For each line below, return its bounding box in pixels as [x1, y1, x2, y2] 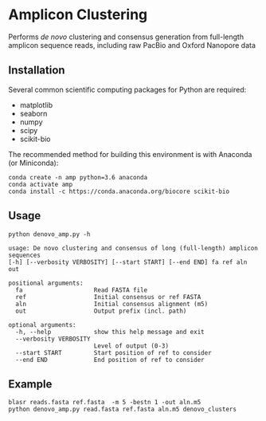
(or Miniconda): [8, 158, 59, 167]
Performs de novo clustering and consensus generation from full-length [8, 32, 244, 41]
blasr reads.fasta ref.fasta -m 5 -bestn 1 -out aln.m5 [8, 399, 201, 407]
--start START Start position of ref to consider [15, 348, 213, 356]
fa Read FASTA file [15, 285, 148, 294]
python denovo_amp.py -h [8, 230, 91, 238]
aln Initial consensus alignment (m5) [15, 300, 209, 308]
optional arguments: [8, 321, 77, 329]
